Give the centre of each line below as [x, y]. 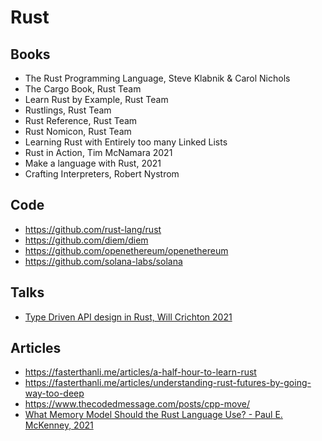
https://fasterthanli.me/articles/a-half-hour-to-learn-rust [140, 372]
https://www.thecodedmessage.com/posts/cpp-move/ [137, 404]
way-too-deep [54, 393]
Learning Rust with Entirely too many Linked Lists [126, 142]
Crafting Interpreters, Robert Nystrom [102, 174]
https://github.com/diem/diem [86, 240]
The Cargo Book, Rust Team [83, 89]
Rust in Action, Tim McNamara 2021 [98, 152]
